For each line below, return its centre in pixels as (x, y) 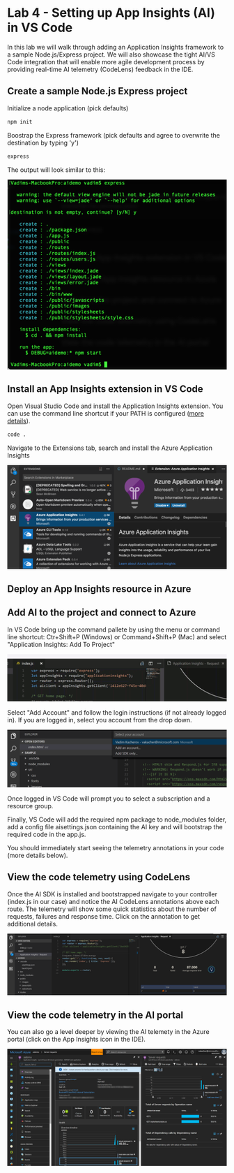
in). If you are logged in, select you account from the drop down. (100, 720)
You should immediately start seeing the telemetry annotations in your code (116, 847)
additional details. (32, 924)
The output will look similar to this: (56, 170)
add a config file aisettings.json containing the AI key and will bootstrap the (115, 826)
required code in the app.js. (47, 834)
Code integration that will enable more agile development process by (106, 61)
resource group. (30, 806)
